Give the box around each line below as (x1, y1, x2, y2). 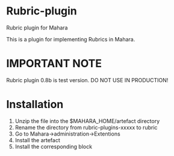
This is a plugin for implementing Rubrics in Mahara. (6, 35, 135, 43)
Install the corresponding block (14, 143, 92, 150)
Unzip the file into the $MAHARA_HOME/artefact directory (14, 117, 160, 124)
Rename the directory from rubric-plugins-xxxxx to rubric (14, 124, 158, 131)
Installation (6, 98, 64, 112)
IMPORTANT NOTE (6, 57, 102, 70)
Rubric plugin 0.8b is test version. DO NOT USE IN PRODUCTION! (6, 76, 169, 83)
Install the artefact (14, 136, 60, 143)
